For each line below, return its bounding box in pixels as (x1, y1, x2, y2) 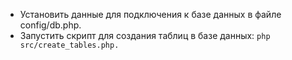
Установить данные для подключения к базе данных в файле (19, 9, 282, 20)
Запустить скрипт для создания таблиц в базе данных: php (19, 30, 271, 41)
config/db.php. (19, 19, 82, 31)
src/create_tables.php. (19, 40, 120, 50)
